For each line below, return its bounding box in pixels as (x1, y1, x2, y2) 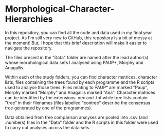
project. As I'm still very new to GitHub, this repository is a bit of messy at (5, 35, 152, 41)
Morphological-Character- (5, 3, 115, 15)
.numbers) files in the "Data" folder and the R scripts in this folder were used (5, 120, 158, 125)
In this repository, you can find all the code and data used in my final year (5, 30, 152, 35)
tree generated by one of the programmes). (5, 105, 92, 111)
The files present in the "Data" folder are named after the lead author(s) (5, 54, 149, 60)
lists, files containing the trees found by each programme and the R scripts (5, 79, 155, 85)
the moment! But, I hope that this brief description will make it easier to (5, 40, 147, 45)
